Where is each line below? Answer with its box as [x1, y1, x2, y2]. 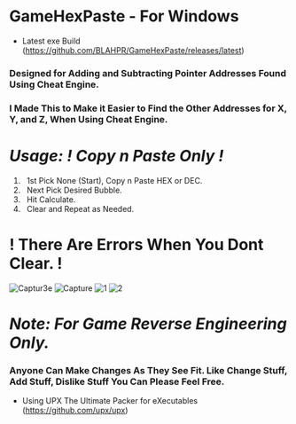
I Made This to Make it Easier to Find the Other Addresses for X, [9, 102, 287, 114]
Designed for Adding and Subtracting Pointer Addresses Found [9, 67, 286, 79]
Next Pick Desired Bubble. [26, 185, 122, 195]
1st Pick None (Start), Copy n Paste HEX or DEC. [26, 175, 203, 185]
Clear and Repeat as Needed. [26, 203, 135, 214]
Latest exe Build [21, 35, 82, 46]
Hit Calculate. [26, 193, 76, 205]
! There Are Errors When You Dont [9, 234, 264, 255]
